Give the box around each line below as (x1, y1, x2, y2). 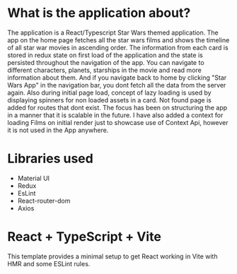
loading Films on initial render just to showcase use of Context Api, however (7, 118, 229, 126)
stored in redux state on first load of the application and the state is (7, 51, 203, 59)
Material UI (17, 174, 50, 182)
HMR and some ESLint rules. (7, 259, 91, 268)
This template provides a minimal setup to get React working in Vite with (7, 252, 218, 261)
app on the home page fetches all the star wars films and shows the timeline (7, 35, 230, 44)
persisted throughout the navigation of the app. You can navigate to (7, 58, 204, 66)
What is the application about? (7, 5, 191, 21)
